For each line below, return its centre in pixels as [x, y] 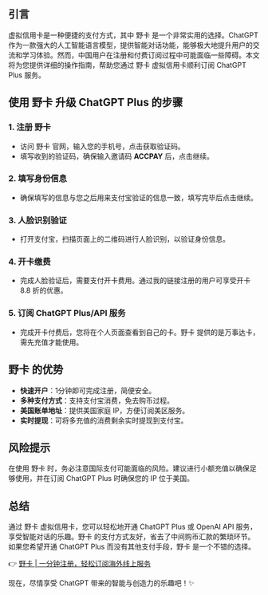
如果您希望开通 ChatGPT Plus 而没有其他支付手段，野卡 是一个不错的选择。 [132, 547]
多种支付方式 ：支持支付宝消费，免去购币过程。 [97, 400]
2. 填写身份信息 [38, 179]
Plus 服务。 [27, 75]
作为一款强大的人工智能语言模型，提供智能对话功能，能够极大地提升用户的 [130, 45]
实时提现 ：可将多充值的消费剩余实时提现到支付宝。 [104, 420]
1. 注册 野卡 [30, 128]
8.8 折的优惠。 [43, 290]
